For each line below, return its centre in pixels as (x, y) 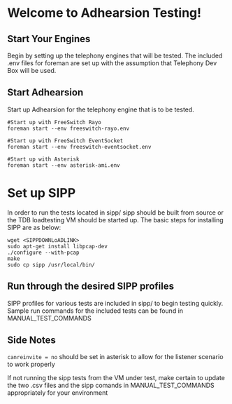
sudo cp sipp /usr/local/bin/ (51, 264)
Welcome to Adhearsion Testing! (104, 13)
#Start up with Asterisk (43, 159)
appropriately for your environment (58, 393)
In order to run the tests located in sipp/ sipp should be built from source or (115, 213)
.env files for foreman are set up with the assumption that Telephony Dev (112, 63)
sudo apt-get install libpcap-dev (58, 246)
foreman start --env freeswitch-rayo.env (68, 128)
